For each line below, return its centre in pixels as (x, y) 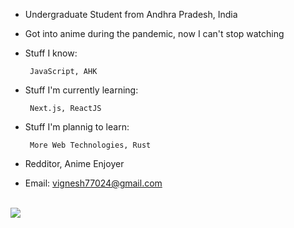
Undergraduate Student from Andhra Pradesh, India (131, 14)
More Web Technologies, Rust (90, 145)
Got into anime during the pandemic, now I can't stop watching (154, 33)
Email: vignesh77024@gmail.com (93, 183)
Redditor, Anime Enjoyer (74, 163)
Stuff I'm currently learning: (81, 90)
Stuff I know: (51, 53)
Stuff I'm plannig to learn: (77, 127)
